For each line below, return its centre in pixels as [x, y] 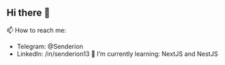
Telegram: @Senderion [50, 46]
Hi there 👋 [28, 13]
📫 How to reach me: [36, 30]
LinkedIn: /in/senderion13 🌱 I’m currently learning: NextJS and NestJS [117, 54]
